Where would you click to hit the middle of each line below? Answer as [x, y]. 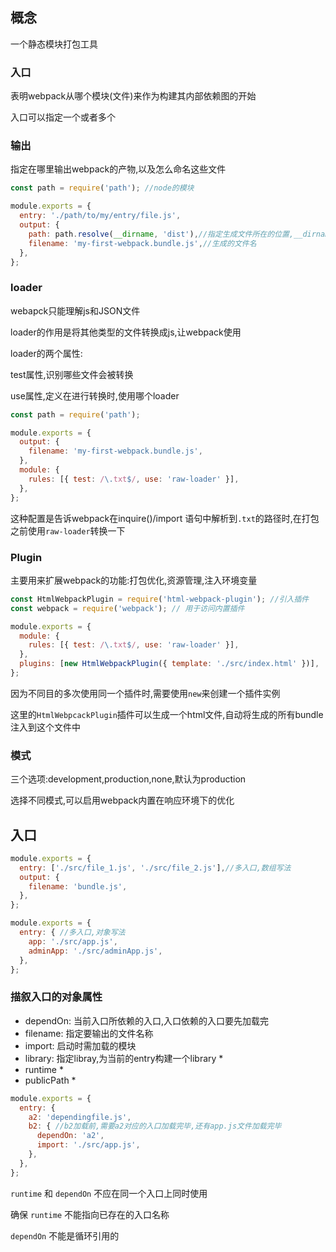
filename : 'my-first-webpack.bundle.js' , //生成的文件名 [142, 243]
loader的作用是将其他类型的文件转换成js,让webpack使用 [126, 332]
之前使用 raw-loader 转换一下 [68, 530]
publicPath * [50, 1080]
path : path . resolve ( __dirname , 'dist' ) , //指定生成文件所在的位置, [161, 234]
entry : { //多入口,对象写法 [72, 933]
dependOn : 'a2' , [70, 1136]
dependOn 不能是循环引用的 [65, 1235]
